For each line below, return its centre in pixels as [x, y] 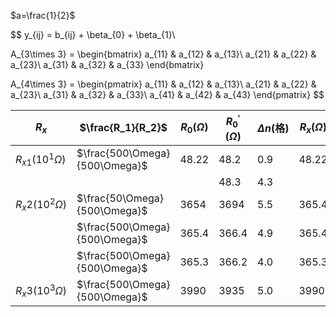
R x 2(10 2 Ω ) [41, 204]
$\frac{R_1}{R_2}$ [123, 128]
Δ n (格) [273, 128]
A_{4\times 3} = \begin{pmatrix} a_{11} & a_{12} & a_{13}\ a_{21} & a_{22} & [163, 84]
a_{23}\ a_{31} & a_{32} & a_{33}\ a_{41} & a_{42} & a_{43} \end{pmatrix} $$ [167, 94]
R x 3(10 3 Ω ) [41, 290]
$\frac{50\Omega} [120, 198]
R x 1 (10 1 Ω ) [41, 159]
